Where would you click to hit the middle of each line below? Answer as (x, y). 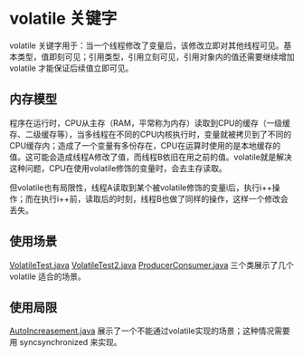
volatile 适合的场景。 (47, 276)
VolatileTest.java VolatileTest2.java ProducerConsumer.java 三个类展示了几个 (151, 265)
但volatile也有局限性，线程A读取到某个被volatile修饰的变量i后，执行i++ (141, 188)
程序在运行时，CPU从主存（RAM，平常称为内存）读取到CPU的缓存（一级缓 (150, 122)
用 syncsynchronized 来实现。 (66, 342)
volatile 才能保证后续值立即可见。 (71, 68)
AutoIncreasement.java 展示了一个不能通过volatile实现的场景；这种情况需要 (150, 331)
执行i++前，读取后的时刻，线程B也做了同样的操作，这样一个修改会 (165, 198)
